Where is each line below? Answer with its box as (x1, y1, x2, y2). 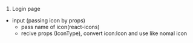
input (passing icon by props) (11, 17, 86, 24)
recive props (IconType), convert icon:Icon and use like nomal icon (21, 30, 188, 37)
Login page (11, 5, 41, 12)
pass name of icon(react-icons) (21, 24, 100, 30)
